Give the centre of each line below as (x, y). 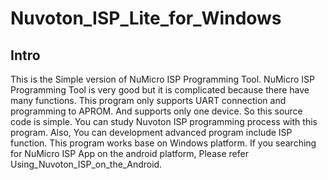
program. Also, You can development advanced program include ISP (151, 132)
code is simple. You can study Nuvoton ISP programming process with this (164, 121)
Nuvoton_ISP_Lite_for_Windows (146, 18)
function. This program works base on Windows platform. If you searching (163, 143)
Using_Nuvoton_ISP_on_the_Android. (86, 164)
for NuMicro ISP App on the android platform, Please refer (129, 153)
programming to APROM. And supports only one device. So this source (156, 111)
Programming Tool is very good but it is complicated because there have (160, 90)
